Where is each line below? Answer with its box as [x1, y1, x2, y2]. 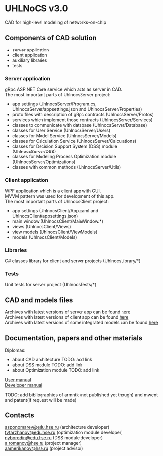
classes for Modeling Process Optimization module [12, 154, 116, 160]
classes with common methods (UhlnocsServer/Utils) [12, 164, 121, 170]
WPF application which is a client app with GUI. [5, 188, 101, 194]
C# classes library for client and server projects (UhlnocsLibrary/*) [5, 258, 141, 264]
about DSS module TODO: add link [12, 362, 83, 368]
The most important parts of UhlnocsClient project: [5, 199, 109, 204]
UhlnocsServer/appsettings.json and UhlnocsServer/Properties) [12, 106, 142, 112]
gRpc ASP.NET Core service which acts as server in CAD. [5, 86, 122, 92]
